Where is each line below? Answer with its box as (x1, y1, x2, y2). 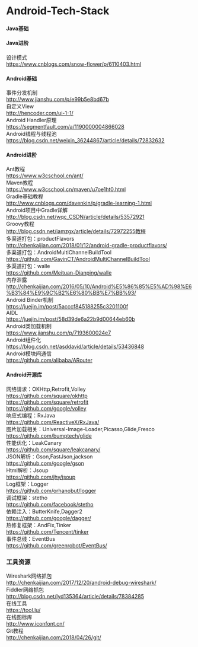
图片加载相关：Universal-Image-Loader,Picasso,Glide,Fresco (6, 425, 155, 432)
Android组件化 (6, 336, 41, 343)
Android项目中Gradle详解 (6, 206, 68, 214)
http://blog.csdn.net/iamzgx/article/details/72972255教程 (6, 228, 146, 235)
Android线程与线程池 (6, 130, 57, 138)
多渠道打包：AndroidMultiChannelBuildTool (6, 249, 111, 256)
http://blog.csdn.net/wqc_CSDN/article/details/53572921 (6, 213, 145, 221)
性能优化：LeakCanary (6, 439, 62, 446)
